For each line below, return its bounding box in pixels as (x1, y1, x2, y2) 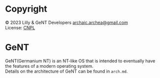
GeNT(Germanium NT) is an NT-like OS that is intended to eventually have (5, 58, 156, 64)
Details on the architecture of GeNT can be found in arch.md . (5, 68, 128, 74)
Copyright (5, 3, 48, 15)
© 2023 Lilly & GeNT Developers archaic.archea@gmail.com (5, 19, 128, 25)
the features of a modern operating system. (5, 63, 94, 69)
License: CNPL (5, 24, 35, 30)
